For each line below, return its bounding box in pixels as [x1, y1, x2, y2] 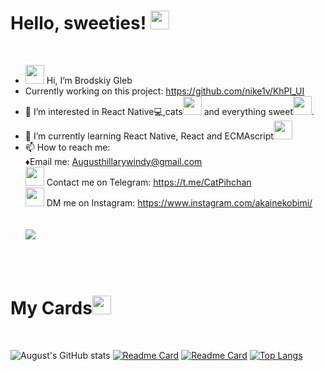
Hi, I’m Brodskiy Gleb [46, 74, 133, 86]
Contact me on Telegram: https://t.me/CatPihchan [46, 176, 252, 188]
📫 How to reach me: [24, 141, 111, 153]
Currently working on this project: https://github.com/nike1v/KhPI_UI [24, 85, 305, 97]
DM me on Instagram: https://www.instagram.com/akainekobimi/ [46, 196, 313, 209]
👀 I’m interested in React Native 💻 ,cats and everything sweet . [24, 105, 315, 117]
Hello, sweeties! [10, 12, 147, 35]
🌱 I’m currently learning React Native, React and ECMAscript [24, 130, 274, 142]
